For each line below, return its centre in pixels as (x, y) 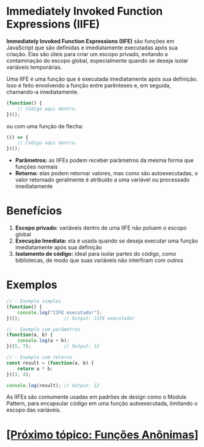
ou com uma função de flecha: (45, 126)
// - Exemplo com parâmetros (43, 329)
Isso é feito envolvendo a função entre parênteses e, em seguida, (89, 85)
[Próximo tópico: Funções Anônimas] (102, 434)
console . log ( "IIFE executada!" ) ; (60, 313)
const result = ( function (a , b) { (50, 363)
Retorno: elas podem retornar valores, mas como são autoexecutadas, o (107, 173)
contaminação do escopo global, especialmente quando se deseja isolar (97, 60)
